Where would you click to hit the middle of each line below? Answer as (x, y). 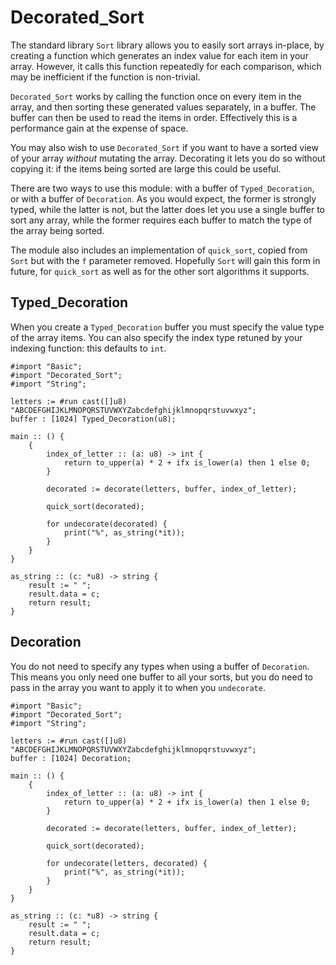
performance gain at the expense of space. (99, 128)
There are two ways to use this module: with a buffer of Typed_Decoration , (162, 188)
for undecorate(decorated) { (107, 524)
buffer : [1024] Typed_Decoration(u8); (93, 419)
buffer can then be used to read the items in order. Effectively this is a (154, 117)
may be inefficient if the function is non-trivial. (105, 77)
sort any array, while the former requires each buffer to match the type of (161, 220)
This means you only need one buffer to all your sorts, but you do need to (162, 677)
